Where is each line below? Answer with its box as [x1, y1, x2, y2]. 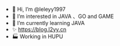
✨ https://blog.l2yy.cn [11, 26, 67, 33]
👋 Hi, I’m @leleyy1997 [11, 6, 66, 13]
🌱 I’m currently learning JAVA [11, 20, 85, 26]
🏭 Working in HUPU [11, 33, 63, 40]
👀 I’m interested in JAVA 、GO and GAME [11, 13, 115, 20]
